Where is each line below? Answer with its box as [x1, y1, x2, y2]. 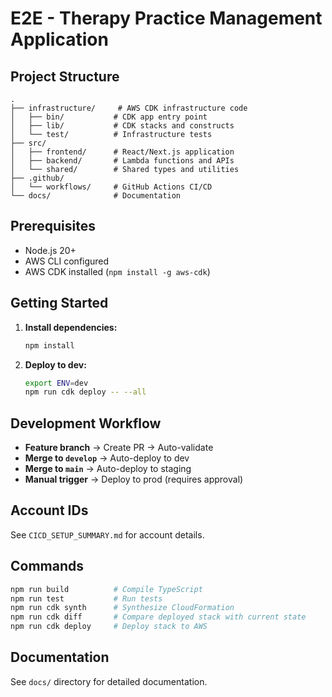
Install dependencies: [24, 321, 118, 333]
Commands [10, 558, 85, 575]
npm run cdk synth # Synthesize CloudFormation [10, 603, 235, 613]
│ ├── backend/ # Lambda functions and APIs [10, 156, 235, 166]
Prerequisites [10, 218, 96, 235]
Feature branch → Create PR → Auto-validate [24, 442, 214, 454]
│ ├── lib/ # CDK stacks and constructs [10, 121, 235, 131]
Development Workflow [10, 415, 162, 432]
